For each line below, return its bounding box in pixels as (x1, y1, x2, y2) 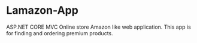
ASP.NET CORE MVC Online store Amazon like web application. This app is (6, 23, 192, 30)
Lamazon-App (6, 4, 79, 17)
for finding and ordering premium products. (6, 29, 114, 36)
